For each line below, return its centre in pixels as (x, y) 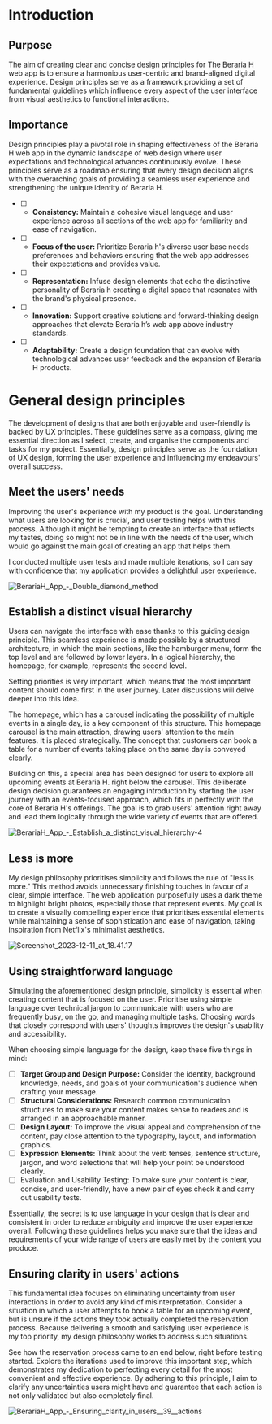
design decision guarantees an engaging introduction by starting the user (131, 791)
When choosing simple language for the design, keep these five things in (130, 1050)
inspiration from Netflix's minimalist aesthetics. (86, 930)
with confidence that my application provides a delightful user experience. (133, 570)
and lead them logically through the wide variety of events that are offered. (134, 817)
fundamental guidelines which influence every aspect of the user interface (133, 90)
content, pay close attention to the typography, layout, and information (138, 1136)
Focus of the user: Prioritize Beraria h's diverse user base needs (140, 247)
